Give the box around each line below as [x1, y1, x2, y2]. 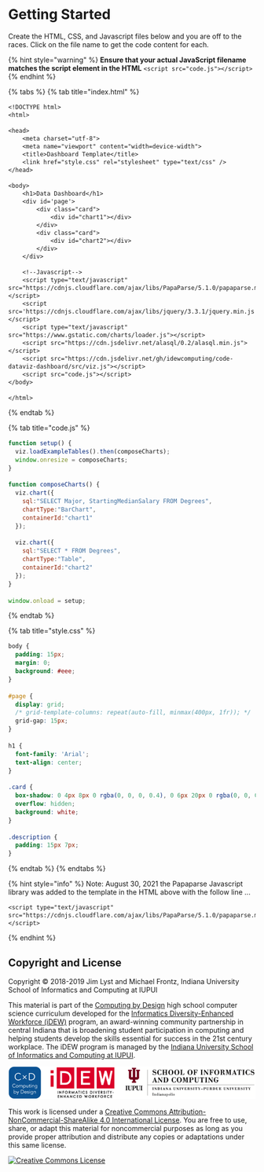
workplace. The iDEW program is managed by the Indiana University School [8, 1042, 254, 1051]
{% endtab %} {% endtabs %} [8, 864, 106, 873]
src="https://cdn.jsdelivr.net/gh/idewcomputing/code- [49, 355, 234, 362]
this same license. [8, 1141, 67, 1150]
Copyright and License [8, 956, 122, 969]
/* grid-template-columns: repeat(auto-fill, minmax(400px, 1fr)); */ [15, 709, 251, 717]
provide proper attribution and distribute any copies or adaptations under [8, 1132, 245, 1141]
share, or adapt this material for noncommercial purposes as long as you [8, 1124, 244, 1133]
